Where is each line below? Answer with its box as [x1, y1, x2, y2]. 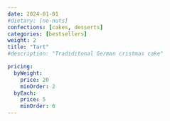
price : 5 [20, 96, 46, 103]
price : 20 [20, 76, 50, 83]
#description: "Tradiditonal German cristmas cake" [7, 51, 164, 58]
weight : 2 [7, 37, 37, 44]
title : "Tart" [7, 43, 50, 51]
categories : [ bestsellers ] [7, 30, 87, 38]
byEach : [14, 90, 37, 97]
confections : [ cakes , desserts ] [7, 23, 103, 31]
